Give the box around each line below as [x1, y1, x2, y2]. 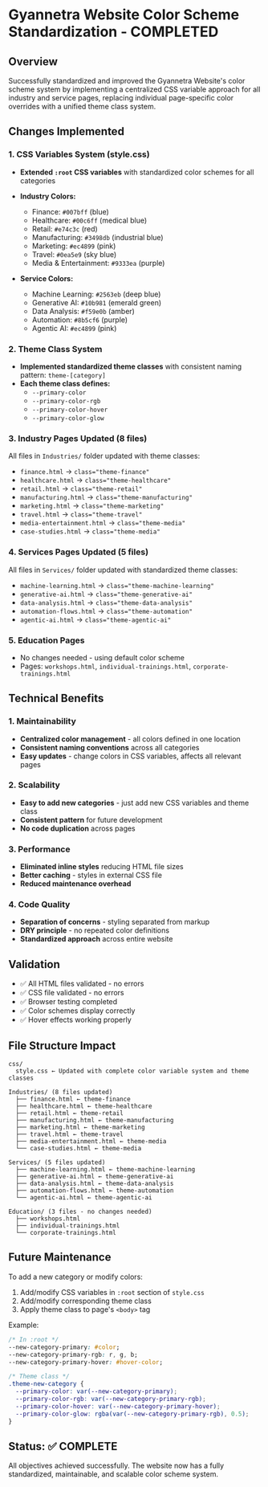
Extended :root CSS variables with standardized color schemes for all [19, 167, 254, 177]
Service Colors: [19, 273, 74, 283]
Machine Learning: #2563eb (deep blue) [31, 289, 161, 299]
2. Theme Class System [8, 343, 103, 354]
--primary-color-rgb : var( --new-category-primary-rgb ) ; [15, 1395, 206, 1403]
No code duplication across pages [19, 823, 136, 833]
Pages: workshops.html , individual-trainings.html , [19, 661, 191, 671]
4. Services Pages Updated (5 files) [8, 546, 149, 558]
